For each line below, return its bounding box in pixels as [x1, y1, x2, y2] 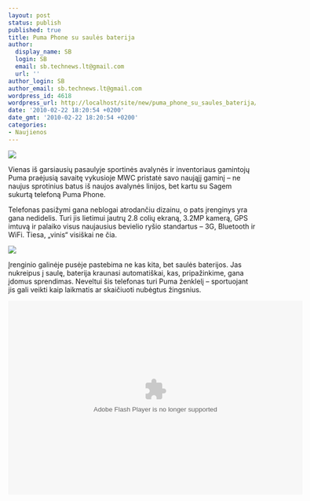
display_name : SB [15, 48, 72, 56]
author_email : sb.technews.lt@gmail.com [8, 84, 143, 93]
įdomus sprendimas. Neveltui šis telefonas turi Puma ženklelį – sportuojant [8, 276, 249, 286]
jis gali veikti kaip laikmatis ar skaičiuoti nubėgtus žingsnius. [8, 284, 202, 294]
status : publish [8, 19, 61, 27]
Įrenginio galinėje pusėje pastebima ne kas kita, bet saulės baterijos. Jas [8, 260, 242, 269]
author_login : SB [8, 77, 65, 85]
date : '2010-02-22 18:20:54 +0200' [8, 107, 125, 115]
